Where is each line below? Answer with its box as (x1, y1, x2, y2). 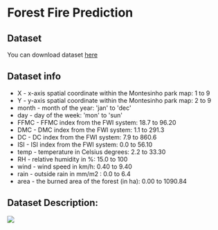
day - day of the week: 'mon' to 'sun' (17, 111, 123, 119)
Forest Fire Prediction (7, 5, 134, 21)
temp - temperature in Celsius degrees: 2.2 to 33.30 (17, 147, 166, 156)
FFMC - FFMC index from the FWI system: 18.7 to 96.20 (17, 118, 176, 126)
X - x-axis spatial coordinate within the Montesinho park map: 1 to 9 (17, 88, 210, 97)
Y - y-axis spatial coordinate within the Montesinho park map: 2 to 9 (17, 96, 212, 104)
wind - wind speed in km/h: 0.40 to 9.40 (17, 162, 133, 171)
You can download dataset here (7, 50, 98, 59)
